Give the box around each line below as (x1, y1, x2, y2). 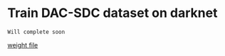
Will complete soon (7, 28, 66, 35)
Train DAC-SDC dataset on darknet (7, 5, 218, 21)
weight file (7, 40, 38, 49)
